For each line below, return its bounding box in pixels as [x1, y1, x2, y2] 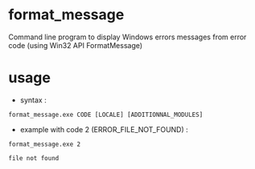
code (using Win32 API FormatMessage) [8, 40, 143, 50]
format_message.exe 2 [8, 140, 81, 148]
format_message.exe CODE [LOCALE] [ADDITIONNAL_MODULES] [8, 111, 204, 119]
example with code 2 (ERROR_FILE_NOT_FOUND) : [19, 124, 189, 134]
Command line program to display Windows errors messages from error [8, 32, 247, 42]
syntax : [19, 95, 47, 105]
